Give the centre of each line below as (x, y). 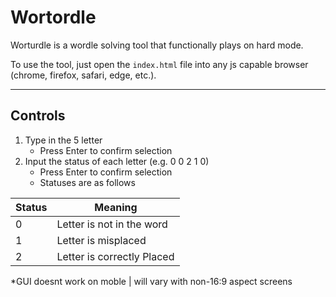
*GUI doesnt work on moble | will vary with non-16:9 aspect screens (151, 281)
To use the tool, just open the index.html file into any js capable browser (159, 64)
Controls (38, 116)
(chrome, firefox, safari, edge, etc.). (83, 75)
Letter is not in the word (112, 224)
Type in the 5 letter (63, 140)
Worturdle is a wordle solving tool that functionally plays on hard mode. (157, 45)
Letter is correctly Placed (115, 256)
